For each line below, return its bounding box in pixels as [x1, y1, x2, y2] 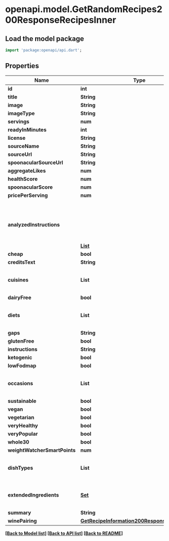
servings [8, 118, 30, 125]
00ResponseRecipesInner [5, 14, 117, 26]
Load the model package [5, 34, 84, 43]
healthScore [8, 175, 38, 182]
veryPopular [8, 430, 38, 437]
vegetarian [8, 414, 34, 421]
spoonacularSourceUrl [8, 159, 63, 166]
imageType [8, 110, 35, 117]
